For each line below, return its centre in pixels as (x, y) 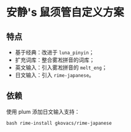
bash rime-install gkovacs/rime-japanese (59, 123)
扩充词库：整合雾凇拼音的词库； (55, 60)
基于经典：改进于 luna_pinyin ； (55, 52)
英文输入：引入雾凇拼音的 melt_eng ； (61, 68)
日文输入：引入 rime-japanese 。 (55, 75)
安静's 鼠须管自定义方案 (65, 12)
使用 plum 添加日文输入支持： (43, 111)
